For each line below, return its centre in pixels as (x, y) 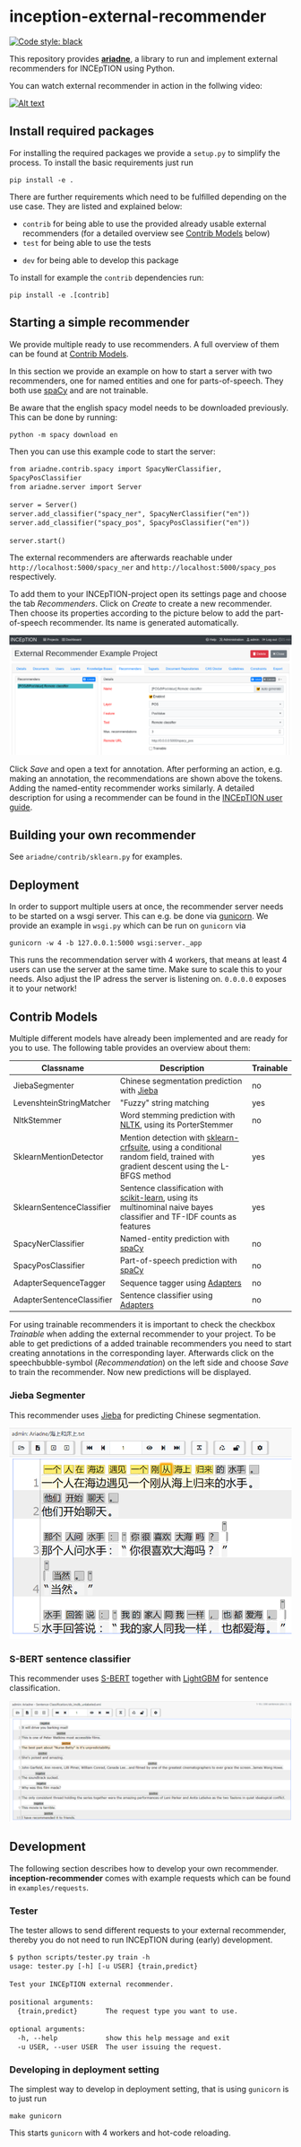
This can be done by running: (64, 417)
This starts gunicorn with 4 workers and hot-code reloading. (120, 2133)
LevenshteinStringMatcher (62, 1103)
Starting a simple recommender (99, 323)
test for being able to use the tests (86, 242)
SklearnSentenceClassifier (62, 1207)
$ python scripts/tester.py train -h (80, 1958)
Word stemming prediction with (177, 1116)
